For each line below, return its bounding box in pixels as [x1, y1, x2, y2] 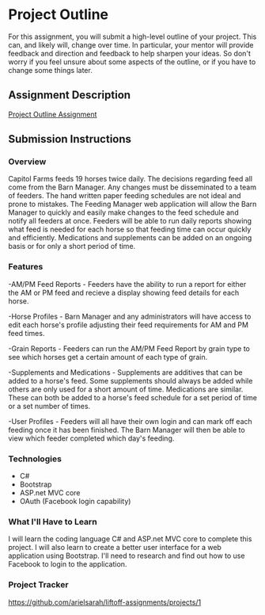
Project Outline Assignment [8, 109, 97, 119]
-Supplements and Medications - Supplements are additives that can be [8, 367, 243, 377]
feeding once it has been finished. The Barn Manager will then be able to [8, 425, 245, 434]
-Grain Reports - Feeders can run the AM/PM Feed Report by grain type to [8, 343, 251, 353]
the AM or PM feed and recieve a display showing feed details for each [8, 288, 240, 297]
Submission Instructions [8, 132, 132, 146]
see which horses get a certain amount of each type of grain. [8, 352, 208, 361]
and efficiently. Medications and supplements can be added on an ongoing [8, 233, 252, 243]
